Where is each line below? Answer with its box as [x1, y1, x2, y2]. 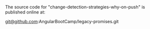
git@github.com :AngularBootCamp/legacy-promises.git [5, 19, 119, 24]
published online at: [5, 9, 46, 15]
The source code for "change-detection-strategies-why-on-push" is [5, 4, 146, 10]
